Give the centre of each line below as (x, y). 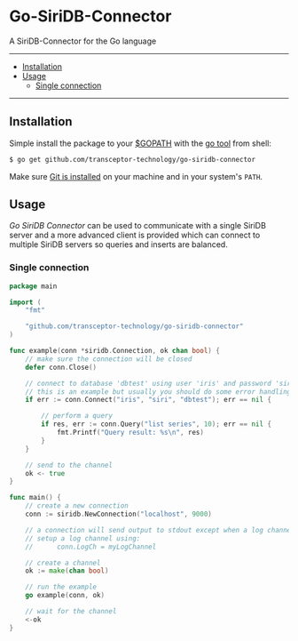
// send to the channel (69, 465)
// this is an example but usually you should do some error (140, 392)
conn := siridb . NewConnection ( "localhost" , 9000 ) (119, 514)
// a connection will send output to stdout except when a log (145, 530)
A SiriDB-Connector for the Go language (83, 41)
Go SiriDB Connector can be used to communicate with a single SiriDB (137, 226)
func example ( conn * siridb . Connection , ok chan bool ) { (114, 351)
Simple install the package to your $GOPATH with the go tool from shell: (141, 143)
